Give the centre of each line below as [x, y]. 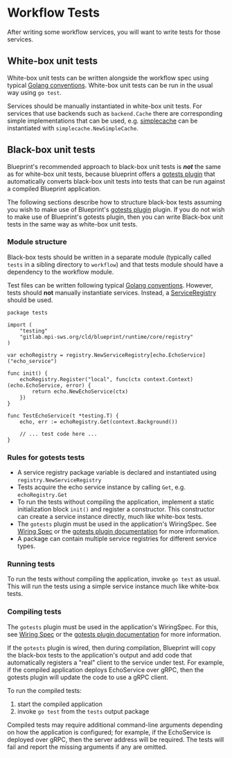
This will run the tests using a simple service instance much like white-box [113, 586]
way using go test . [34, 92]
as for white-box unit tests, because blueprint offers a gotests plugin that [111, 174]
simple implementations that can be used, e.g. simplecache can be [102, 121]
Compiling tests [34, 612]
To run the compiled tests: [44, 690]
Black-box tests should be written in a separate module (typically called [109, 257]
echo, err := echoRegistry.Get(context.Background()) [99, 422]
